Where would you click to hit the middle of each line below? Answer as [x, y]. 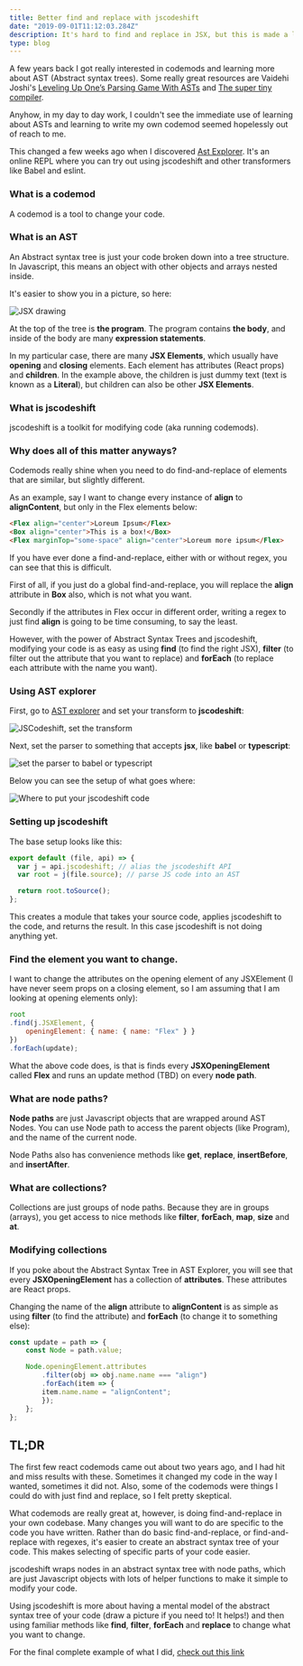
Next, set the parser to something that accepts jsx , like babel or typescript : [150, 746]
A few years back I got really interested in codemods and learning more [142, 69]
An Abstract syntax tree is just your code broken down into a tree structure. [149, 256]
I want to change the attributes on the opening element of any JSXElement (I [151, 979]
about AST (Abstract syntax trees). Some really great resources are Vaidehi [149, 79]
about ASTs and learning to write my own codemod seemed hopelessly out [149, 125]
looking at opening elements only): [73, 998]
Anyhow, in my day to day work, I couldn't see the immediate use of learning [151, 115]
